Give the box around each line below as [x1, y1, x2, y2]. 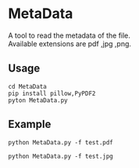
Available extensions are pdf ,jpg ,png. [8, 38, 131, 48]
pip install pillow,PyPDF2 [8, 89, 96, 97]
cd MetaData [8, 82, 47, 90]
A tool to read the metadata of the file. [8, 31, 131, 40]
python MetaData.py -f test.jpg [8, 152, 113, 160]
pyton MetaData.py [8, 96, 68, 104]
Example [8, 118, 52, 131]
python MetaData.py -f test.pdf [8, 138, 113, 146]
